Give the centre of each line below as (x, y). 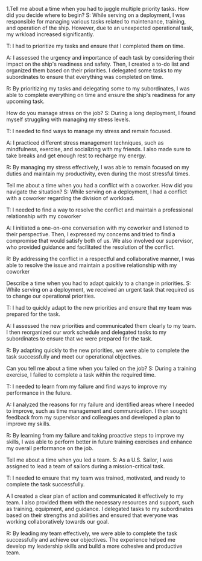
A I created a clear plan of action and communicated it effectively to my (95, 496)
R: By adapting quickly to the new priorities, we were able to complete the (98, 350)
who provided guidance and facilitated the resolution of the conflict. (90, 247)
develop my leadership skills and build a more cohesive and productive (94, 546)
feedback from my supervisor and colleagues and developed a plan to (93, 417)
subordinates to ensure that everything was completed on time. (85, 77)
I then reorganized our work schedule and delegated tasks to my (87, 332)
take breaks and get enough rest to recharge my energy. (76, 155)
